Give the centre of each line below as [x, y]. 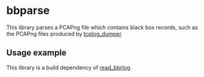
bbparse [28, 11]
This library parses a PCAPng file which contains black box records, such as [102, 27]
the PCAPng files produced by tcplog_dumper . [65, 33]
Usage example [37, 53]
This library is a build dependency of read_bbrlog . [69, 67]
